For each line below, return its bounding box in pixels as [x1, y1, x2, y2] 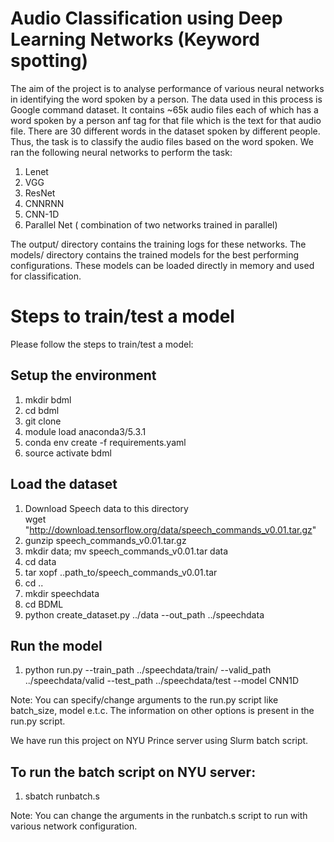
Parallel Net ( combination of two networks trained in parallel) [24, 218, 278, 231]
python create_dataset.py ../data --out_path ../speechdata [24, 608, 265, 621]
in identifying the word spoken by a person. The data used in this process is [10, 93, 323, 105]
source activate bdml [24, 447, 112, 459]
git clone [24, 415, 62, 427]
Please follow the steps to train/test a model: [10, 338, 194, 350]
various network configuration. [10, 820, 138, 832]
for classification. [10, 270, 82, 282]
